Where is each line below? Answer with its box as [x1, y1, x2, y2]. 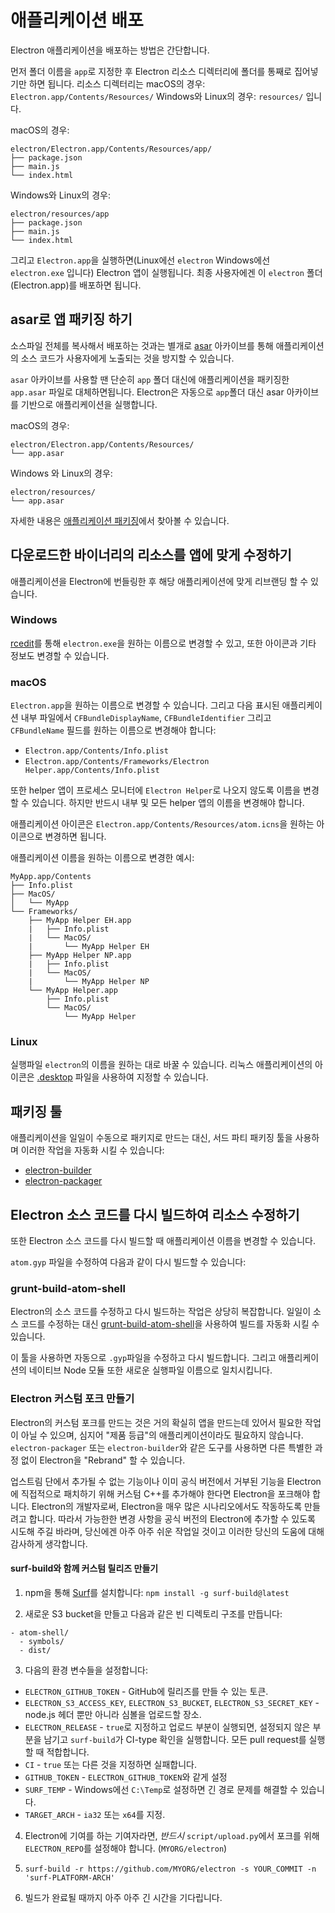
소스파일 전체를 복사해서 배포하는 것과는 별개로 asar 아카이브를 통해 [10, 339, 274, 351]
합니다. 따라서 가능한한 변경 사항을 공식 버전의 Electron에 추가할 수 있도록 [28, 1512, 316, 1525]
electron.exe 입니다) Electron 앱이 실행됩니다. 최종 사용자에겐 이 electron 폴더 [10, 266, 323, 278]
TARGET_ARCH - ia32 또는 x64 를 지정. [24, 1808, 166, 1820]
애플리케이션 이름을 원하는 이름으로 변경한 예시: [10, 852, 195, 864]
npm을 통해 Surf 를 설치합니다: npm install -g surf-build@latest [24, 1586, 290, 1598]
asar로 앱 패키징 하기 [10, 311, 133, 328]
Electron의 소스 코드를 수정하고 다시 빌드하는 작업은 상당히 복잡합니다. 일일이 [10, 1306, 312, 1318]
